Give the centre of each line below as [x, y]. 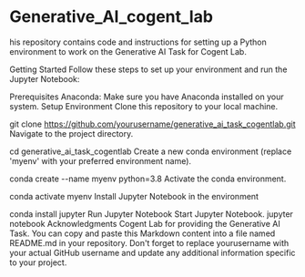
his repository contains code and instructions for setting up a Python [138, 42]
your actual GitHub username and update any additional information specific [152, 252]
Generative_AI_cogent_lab [112, 17]
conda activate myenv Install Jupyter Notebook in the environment [134, 196]
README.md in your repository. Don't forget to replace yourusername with [149, 242]
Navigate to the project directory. [71, 133]
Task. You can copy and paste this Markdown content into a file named [142, 233]
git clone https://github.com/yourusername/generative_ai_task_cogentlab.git [152, 124]
